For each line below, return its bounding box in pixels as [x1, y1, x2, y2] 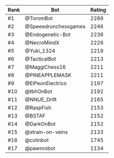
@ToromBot [24, 15, 53, 21]
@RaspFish [24, 104, 51, 111]
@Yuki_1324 [24, 47, 55, 54]
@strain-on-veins [24, 128, 68, 135]
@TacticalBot [24, 55, 56, 62]
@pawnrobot [24, 145, 55, 151]
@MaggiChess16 [24, 63, 66, 70]
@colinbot [24, 137, 49, 143]
